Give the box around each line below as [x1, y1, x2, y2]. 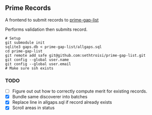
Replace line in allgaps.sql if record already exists [12, 99, 112, 105]
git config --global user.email [5, 61, 71, 67]
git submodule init [5, 40, 45, 45]
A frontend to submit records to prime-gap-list [5, 17, 99, 23]
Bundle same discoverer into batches [12, 94, 88, 100]
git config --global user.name [5, 57, 69, 62]
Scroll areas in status [12, 105, 55, 111]
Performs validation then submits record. [5, 26, 88, 32]
